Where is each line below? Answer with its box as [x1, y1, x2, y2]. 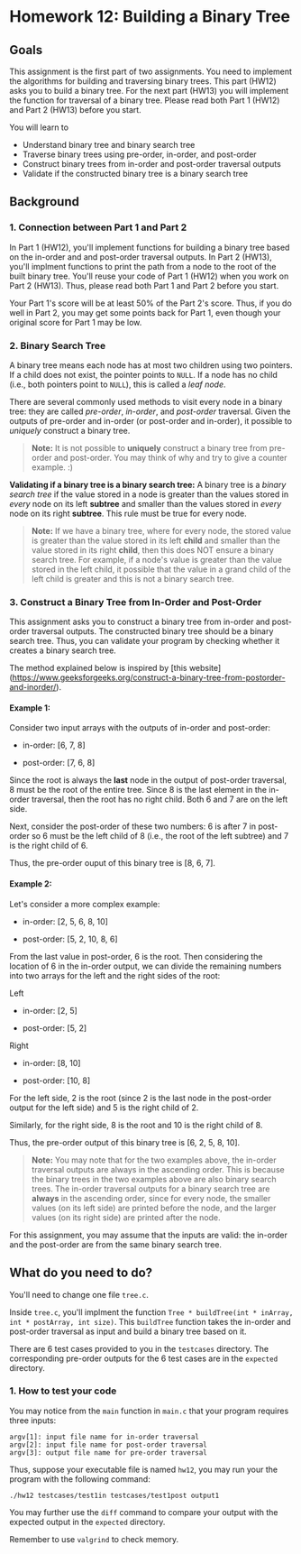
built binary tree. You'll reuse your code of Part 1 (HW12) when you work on [9, 271, 289, 281]
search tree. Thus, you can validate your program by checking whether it [9, 636, 280, 647]
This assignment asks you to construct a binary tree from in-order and [9, 616, 270, 628]
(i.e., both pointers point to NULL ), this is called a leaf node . [9, 379, 227, 390]
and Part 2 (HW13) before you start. [9, 105, 141, 115]
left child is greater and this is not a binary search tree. [31, 573, 234, 584]
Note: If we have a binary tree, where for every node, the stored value [31, 525, 292, 536]
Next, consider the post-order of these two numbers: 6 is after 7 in [9, 821, 257, 832]
